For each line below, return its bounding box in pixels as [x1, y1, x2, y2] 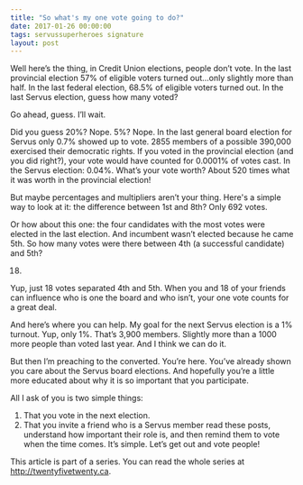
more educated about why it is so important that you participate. [10, 375, 249, 386]
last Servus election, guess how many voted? [10, 92, 179, 103]
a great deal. [10, 302, 58, 313]
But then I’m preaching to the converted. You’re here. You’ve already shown [10, 356, 292, 367]
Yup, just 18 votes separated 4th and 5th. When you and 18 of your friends [10, 283, 287, 294]
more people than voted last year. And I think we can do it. [10, 339, 226, 350]
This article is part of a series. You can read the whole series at [10, 456, 245, 467]
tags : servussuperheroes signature [10, 30, 144, 39]
